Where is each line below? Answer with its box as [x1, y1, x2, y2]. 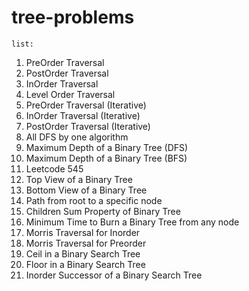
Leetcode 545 [25, 162, 84, 175]
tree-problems [11, 6, 135, 29]
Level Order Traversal [25, 88, 116, 100]
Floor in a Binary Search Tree [25, 258, 146, 270]
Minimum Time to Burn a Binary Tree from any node [25, 216, 240, 228]
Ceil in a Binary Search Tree [25, 247, 141, 260]
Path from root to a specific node [25, 194, 163, 206]
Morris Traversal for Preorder [25, 237, 147, 249]
